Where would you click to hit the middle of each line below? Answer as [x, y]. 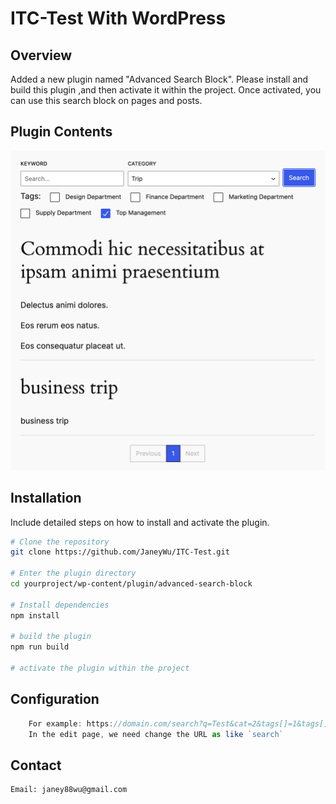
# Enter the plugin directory [73, 573]
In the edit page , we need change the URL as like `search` [156, 734]
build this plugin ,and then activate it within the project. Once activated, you [166, 90]
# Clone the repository [60, 542]
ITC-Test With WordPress [118, 18]
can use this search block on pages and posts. [106, 100]
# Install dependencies [60, 605]
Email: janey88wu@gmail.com [69, 790]
